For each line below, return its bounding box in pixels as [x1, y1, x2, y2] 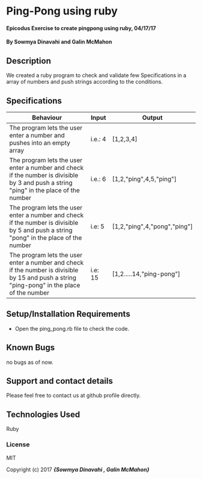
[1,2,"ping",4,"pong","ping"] [112, 222, 193, 230]
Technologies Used [6, 409, 80, 419]
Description [6, 55, 51, 66]
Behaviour [32, 113, 62, 122]
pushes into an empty [9, 139, 70, 147]
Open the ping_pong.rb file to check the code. [14, 325, 129, 332]
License [6, 440, 30, 449]
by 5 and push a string [9, 226, 73, 234]
